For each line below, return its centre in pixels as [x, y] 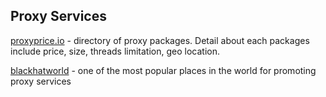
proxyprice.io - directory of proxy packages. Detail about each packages [160, 40]
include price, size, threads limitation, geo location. [115, 51]
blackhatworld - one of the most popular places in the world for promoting [163, 70]
